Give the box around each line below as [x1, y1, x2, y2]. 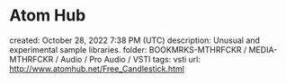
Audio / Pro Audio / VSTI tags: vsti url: [59, 54, 201, 64]
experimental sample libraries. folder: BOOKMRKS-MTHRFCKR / [9, 44, 247, 54]
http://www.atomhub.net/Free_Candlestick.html [9, 63, 184, 74]
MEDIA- [248, 44, 278, 54]
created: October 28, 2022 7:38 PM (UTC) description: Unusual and [9, 35, 261, 46]
